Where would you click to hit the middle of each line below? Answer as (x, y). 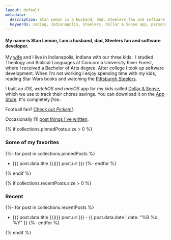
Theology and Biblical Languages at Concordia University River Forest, (79, 63)
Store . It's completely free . (33, 99)
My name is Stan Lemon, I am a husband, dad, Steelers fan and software (83, 40)
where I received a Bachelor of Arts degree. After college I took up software (85, 68)
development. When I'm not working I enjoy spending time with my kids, (81, 73)
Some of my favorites (32, 142)
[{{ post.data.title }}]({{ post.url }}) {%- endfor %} (65, 163)
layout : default (22, 10)
